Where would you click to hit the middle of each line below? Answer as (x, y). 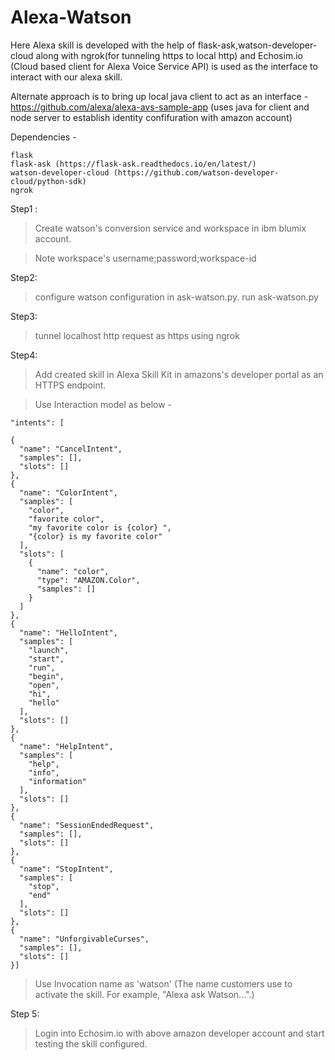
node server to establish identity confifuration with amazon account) (151, 117)
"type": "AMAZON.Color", (88, 580)
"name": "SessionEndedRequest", (87, 825)
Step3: (24, 316)
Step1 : (24, 208)
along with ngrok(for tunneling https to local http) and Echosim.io (169, 55)
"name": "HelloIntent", (68, 632)
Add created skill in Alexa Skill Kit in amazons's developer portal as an (179, 374)
